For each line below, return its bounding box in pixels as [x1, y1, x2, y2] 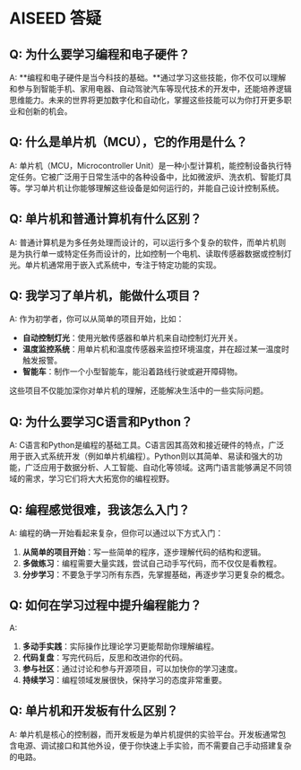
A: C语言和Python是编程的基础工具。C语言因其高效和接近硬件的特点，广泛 [9, 440, 285, 451]
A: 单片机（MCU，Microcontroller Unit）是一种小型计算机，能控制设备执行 [9, 160, 284, 171]
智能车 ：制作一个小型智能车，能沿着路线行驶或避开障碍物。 [21, 366, 243, 377]
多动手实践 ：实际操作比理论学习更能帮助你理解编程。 [21, 641, 219, 652]
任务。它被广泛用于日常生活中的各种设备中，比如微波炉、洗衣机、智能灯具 [16, 171, 292, 182]
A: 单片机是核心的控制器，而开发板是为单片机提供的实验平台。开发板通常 [9, 729, 279, 739]
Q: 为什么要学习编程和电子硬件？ [9, 47, 191, 62]
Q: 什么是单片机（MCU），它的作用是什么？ [9, 135, 248, 150]
